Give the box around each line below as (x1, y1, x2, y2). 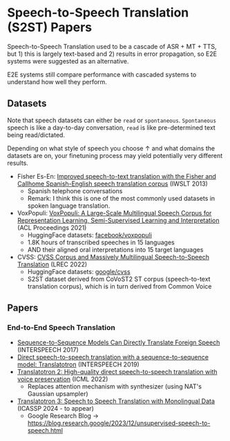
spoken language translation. (27, 202, 111, 210)
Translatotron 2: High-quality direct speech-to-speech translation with (17, 368, 218, 376)
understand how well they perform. (7, 77, 107, 86)
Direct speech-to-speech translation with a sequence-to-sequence (17, 353, 209, 362)
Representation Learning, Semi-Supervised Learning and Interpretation (17, 216, 220, 224)
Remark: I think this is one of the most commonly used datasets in (27, 194, 215, 202)
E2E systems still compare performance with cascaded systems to (7, 70, 197, 79)
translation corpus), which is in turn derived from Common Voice (27, 282, 212, 291)
